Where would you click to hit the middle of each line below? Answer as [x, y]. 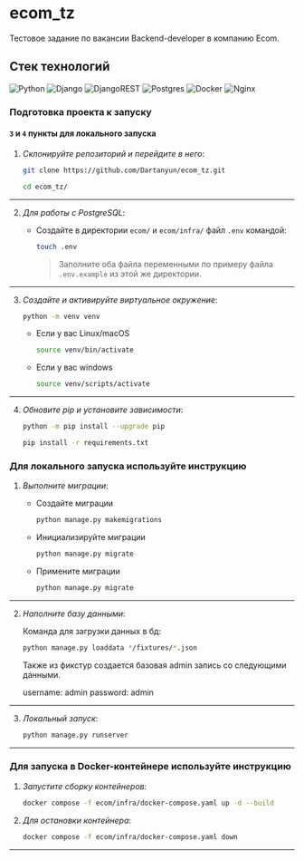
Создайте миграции [75, 503]
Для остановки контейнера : [77, 820]
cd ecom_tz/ [45, 187]
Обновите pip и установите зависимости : [103, 410]
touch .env [57, 246]
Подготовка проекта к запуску [81, 111]
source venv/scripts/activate [93, 384]
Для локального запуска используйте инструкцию [128, 466]
